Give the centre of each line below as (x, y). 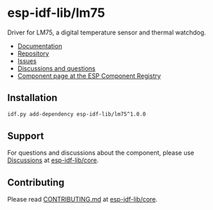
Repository (33, 53)
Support (26, 136)
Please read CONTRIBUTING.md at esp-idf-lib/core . (83, 199)
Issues (27, 60)
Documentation (40, 46)
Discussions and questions (57, 68)
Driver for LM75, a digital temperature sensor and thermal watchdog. (106, 32)
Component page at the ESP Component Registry (89, 76)
